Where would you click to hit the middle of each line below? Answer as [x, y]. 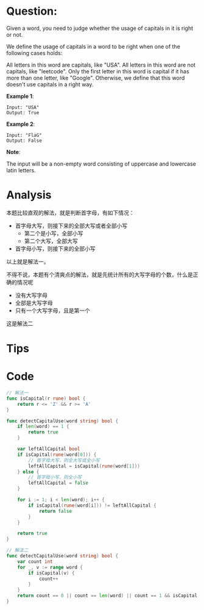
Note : [13, 152]
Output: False [24, 141]
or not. [15, 34]
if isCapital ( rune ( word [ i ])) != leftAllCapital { [92, 505]
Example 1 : [20, 96]
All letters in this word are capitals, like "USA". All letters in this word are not [101, 65]
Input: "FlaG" [24, 135]
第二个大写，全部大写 [51, 241]
